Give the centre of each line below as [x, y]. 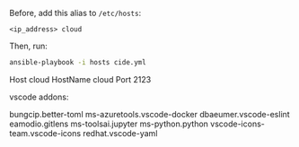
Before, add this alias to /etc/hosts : [75, 13]
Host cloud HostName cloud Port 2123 [80, 79]
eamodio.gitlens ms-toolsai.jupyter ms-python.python [109, 124]
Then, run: [28, 46]
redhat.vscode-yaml [120, 133]
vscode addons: [39, 97]
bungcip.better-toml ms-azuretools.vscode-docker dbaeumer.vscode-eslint [149, 114]
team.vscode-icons [45, 133]
